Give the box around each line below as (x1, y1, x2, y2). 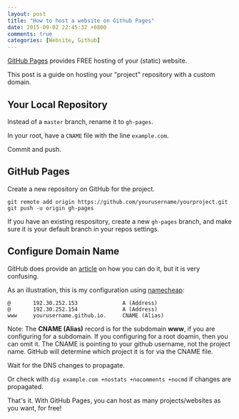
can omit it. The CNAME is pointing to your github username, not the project (7, 339, 230, 348)
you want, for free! (7, 403, 62, 412)
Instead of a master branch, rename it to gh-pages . (7, 117, 153, 125)
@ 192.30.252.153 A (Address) (7, 299, 158, 306)
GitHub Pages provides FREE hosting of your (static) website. (7, 56, 188, 65)
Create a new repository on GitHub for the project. (7, 185, 156, 193)
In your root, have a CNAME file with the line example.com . (7, 131, 169, 140)
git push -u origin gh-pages (7, 205, 94, 212)
